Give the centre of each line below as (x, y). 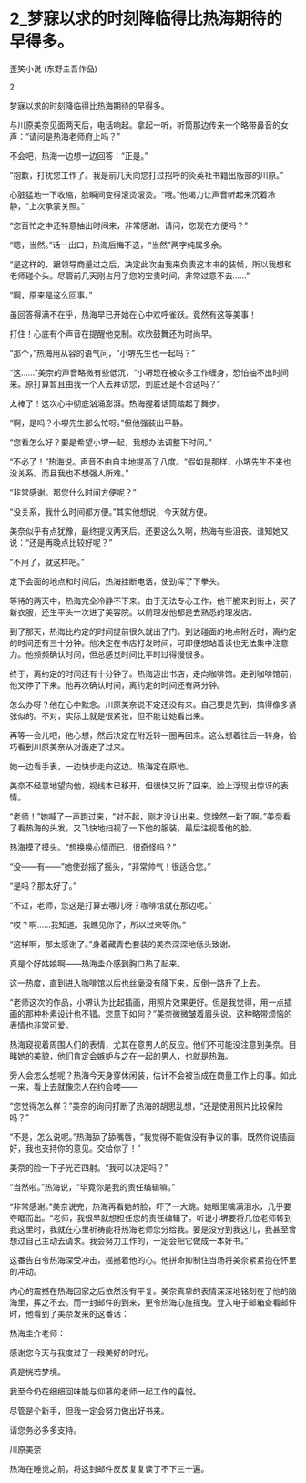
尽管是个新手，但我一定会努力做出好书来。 (89, 1410)
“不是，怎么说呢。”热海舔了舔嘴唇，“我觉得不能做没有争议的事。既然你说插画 (153, 1136)
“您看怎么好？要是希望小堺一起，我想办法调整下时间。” (111, 442)
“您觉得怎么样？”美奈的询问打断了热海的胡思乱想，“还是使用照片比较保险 (147, 1106)
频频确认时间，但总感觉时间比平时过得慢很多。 (121, 654)
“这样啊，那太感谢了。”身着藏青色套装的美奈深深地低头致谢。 (123, 944)
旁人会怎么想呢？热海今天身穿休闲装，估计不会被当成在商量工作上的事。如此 (153, 1075)
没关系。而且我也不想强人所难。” (69, 473)
